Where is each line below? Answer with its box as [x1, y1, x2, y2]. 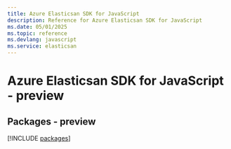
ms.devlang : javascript [7, 36, 77, 43]
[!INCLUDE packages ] [7, 134, 71, 142]
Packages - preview [7, 115, 96, 127]
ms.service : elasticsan [7, 43, 77, 50]
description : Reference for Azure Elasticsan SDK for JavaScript [7, 17, 202, 24]
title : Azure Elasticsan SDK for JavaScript [7, 10, 140, 17]
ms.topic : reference [7, 29, 68, 37]
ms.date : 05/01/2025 [7, 23, 68, 30]
